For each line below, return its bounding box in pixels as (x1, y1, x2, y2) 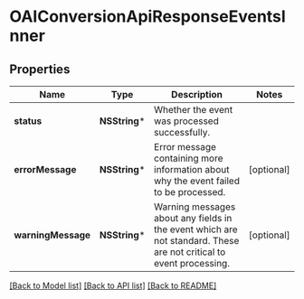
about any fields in (153, 212, 233, 224)
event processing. (153, 257, 231, 269)
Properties (9, 61, 71, 77)
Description (171, 89, 223, 100)
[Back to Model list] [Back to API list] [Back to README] (9, 280, 217, 291)
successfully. (153, 126, 211, 138)
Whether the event (153, 104, 233, 116)
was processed (153, 115, 219, 127)
